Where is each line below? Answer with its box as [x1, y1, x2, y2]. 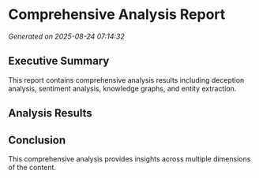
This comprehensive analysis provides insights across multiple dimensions [8, 154, 251, 163]
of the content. [8, 162, 57, 172]
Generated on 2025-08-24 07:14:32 [8, 32, 125, 41]
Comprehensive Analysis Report [8, 6, 226, 24]
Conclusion [8, 133, 66, 146]
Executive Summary [8, 54, 110, 68]
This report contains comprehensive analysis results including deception [8, 75, 245, 84]
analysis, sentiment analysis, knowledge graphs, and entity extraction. [8, 83, 237, 93]
